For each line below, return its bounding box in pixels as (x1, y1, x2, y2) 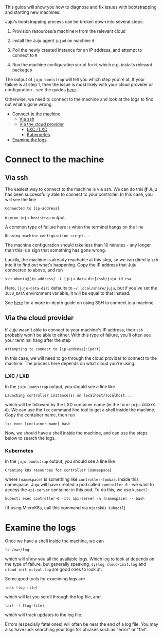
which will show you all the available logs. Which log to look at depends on (5, 556, 155, 562)
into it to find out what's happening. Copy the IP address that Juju (5, 262, 137, 267)
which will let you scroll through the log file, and (5, 594, 101, 600)
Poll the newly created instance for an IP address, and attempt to (12, 47, 142, 53)
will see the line (5, 197, 36, 202)
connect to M (12, 52, 37, 58)
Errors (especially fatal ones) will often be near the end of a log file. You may (5, 621, 159, 627)
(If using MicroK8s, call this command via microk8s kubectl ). (5, 505, 127, 511)
